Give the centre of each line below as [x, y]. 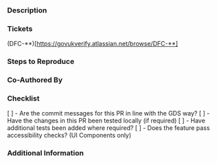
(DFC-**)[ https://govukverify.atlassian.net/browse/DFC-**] [93, 44]
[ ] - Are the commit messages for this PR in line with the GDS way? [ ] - [108, 113]
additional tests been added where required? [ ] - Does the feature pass [108, 128]
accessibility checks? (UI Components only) [69, 135]
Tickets [20, 28]
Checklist [23, 98]
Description [27, 10]
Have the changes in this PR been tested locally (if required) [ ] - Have [106, 121]
